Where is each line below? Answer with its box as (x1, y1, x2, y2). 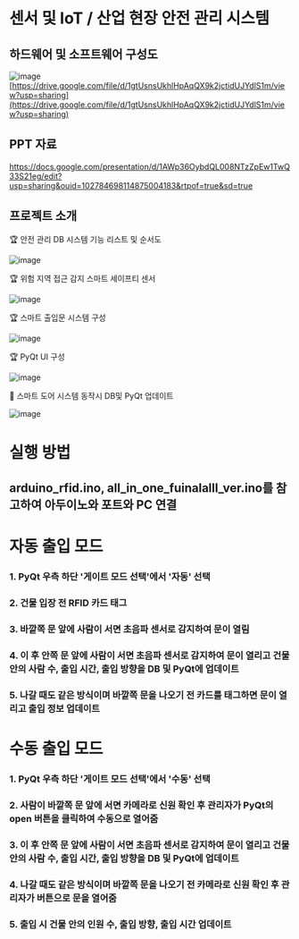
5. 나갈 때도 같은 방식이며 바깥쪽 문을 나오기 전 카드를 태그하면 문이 (9, 689, 277, 701)
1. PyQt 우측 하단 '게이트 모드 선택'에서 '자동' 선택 (9, 571, 212, 583)
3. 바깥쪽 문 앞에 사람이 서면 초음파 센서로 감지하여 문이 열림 (9, 623, 250, 636)
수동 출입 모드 (9, 739, 104, 759)
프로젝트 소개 (9, 208, 78, 224)
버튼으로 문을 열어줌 (37, 892, 118, 904)
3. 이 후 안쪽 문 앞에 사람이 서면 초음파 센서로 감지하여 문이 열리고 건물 (9, 838, 290, 850)
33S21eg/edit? (9, 171, 62, 182)
